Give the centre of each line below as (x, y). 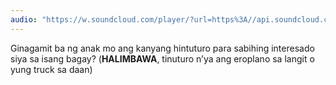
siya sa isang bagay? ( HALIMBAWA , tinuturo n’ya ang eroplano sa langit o (162, 58)
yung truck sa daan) (51, 69)
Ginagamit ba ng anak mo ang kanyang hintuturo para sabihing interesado (162, 48)
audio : (24, 19)
